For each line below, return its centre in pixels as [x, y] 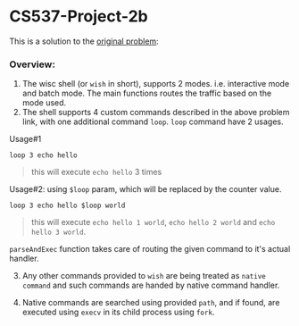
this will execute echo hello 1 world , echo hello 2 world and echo [153, 222]
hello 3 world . [58, 232]
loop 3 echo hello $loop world [67, 206]
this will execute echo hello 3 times [96, 172]
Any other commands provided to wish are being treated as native [144, 276]
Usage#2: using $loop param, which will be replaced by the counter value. [145, 189]
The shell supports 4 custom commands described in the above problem [156, 113]
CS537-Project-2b [79, 17]
